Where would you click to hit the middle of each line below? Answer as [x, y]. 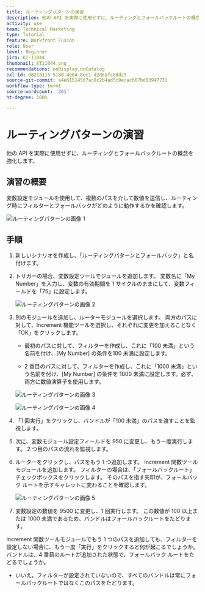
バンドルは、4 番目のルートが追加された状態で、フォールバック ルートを [98, 555]
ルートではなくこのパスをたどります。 [90, 583]
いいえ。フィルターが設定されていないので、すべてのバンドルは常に [100, 575]
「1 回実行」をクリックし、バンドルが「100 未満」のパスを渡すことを [103, 421]
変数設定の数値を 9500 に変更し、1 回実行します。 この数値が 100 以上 [104, 511]
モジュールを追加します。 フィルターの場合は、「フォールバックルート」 [105, 470]
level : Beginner [27, 52]
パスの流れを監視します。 [80, 449]
